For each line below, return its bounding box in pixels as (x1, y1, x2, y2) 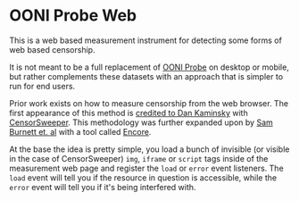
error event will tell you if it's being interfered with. (9, 181, 196, 192)
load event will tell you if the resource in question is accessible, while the (9, 172, 278, 183)
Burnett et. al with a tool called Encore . (9, 126, 152, 137)
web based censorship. (9, 44, 96, 54)
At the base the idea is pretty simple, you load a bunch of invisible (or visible (9, 144, 290, 155)
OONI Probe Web (9, 5, 137, 26)
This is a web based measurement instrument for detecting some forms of (9, 35, 283, 46)
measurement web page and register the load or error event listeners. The (9, 163, 284, 173)
